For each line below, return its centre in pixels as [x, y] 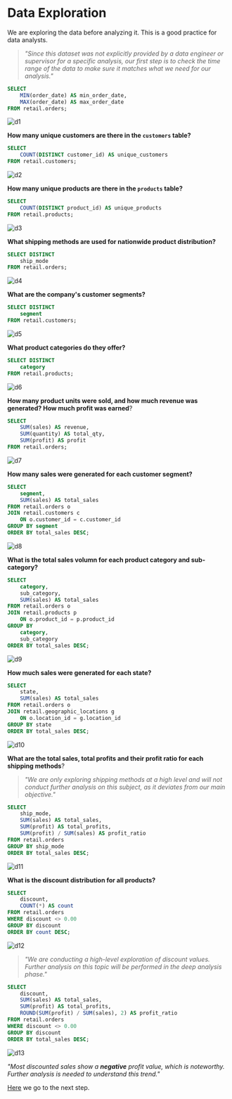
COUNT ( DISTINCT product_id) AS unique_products [91, 208]
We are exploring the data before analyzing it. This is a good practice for [112, 32]
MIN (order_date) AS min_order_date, [74, 95]
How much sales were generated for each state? [79, 672]
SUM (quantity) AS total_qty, [63, 434]
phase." [36, 974]
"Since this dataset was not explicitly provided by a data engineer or [124, 53]
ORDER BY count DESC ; [39, 932]
